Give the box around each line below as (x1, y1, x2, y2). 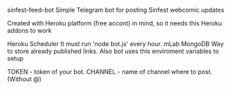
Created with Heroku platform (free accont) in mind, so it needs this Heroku (7, 19, 223, 27)
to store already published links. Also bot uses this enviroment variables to (7, 47, 219, 55)
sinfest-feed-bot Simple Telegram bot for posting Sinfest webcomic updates (7, 6, 225, 14)
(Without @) (7, 75, 41, 83)
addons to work (7, 27, 52, 34)
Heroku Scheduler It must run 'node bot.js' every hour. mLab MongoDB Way (7, 40, 224, 47)
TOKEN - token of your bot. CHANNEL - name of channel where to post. (7, 68, 213, 76)
